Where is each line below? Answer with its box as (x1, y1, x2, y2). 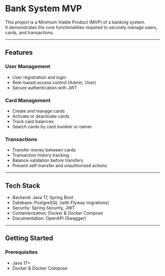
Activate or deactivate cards (12, 113, 70, 119)
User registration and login (12, 74, 66, 80)
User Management (5, 63, 51, 70)
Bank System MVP (5, 3, 82, 14)
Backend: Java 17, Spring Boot (12, 195, 74, 201)
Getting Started (5, 234, 54, 243)
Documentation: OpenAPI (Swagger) (12, 215, 86, 221)
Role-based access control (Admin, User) (12, 79, 96, 85)
